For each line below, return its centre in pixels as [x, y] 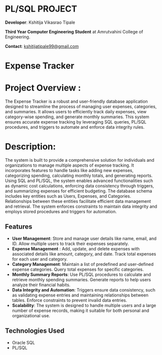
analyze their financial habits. [41, 285]
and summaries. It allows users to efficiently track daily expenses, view [76, 112]
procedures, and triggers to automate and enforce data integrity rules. [75, 127]
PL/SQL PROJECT [41, 9]
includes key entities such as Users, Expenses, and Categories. [68, 196]
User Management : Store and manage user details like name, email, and [84, 238]
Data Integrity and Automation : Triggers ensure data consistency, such [84, 290]
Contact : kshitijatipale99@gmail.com [42, 46]
